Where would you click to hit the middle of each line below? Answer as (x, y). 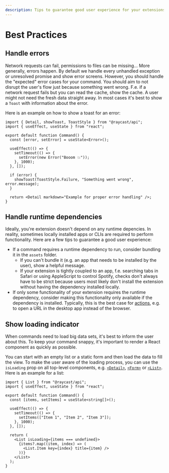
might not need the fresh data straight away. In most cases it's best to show (84, 98)
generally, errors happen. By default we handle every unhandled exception (82, 71)
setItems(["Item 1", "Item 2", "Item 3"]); (65, 418)
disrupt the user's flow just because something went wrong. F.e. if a (76, 87)
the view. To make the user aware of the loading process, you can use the (82, 362)
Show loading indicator (42, 324)
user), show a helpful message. (53, 266)
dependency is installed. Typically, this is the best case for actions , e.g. (86, 303)
